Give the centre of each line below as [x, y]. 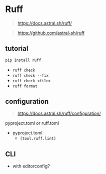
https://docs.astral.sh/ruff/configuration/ [59, 113]
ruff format [25, 86]
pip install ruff [23, 60]
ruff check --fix [30, 75]
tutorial [17, 49]
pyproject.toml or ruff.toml [32, 123]
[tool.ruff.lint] [38, 139]
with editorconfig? [31, 166]
